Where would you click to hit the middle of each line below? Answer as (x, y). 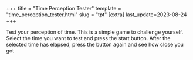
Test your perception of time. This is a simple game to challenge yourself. (95, 32)
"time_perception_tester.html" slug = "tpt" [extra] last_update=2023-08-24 (97, 15)
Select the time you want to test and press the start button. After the (88, 38)
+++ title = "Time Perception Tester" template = (64, 8)
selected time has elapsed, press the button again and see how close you (95, 44)
